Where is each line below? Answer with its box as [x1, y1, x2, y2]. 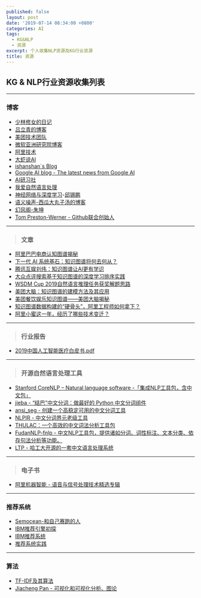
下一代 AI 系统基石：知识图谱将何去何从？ [14, 258, 118, 265]
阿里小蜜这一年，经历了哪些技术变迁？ [14, 310, 109, 318]
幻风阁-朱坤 [14, 206, 44, 213]
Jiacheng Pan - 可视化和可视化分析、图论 [14, 584, 117, 591]
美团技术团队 [14, 133, 47, 140]
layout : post [6, 14, 39, 20]
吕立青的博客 [14, 125, 47, 133]
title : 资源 [6, 53, 34, 59]
